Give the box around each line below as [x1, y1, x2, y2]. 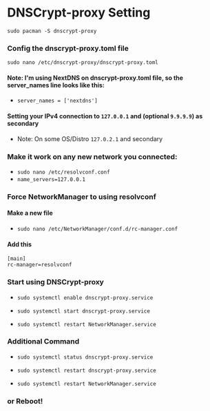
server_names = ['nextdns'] [17, 98, 98, 105]
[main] [7, 255, 26, 262]
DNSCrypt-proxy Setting [7, 5, 151, 21]
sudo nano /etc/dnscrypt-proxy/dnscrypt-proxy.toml [7, 59, 158, 66]
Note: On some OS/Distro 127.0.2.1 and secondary [17, 134, 163, 143]
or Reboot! [7, 396, 43, 405]
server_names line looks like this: [7, 81, 105, 89]
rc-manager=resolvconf [7, 262, 72, 268]
